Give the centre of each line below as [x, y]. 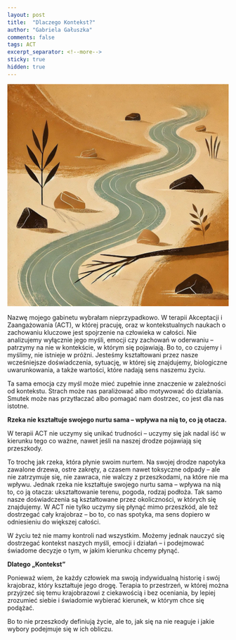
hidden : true [26, 67]
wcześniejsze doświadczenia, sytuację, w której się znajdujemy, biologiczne [117, 362]
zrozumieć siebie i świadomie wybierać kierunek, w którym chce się [106, 600]
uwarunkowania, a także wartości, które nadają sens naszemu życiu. [106, 369]
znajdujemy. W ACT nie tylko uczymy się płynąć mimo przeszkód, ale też [113, 507]
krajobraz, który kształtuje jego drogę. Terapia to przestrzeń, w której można [118, 585]
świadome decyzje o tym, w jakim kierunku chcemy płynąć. [93, 550]
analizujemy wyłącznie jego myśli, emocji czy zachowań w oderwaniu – [111, 340]
